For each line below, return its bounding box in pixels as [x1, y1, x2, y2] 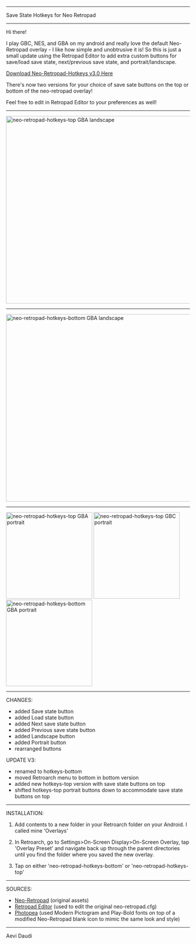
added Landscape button [14, 733, 75, 739]
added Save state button [14, 708, 74, 715]
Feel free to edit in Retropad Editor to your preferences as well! [6, 99, 157, 105]
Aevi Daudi [6, 932, 32, 939]
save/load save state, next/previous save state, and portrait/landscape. [6, 59, 177, 65]
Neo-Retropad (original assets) [14, 897, 89, 904]
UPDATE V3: [6, 756, 36, 764]
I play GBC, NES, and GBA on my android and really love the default [6, 40, 168, 47]
